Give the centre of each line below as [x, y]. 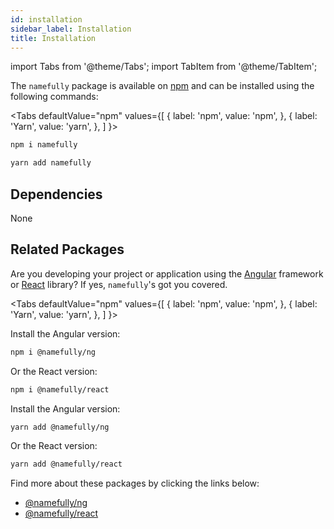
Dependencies [56, 194]
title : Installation [53, 38]
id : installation [46, 19]
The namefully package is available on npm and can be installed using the [162, 86]
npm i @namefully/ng [53, 352]
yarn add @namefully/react [66, 464]
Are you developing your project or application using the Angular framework [167, 273]
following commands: [54, 97]
